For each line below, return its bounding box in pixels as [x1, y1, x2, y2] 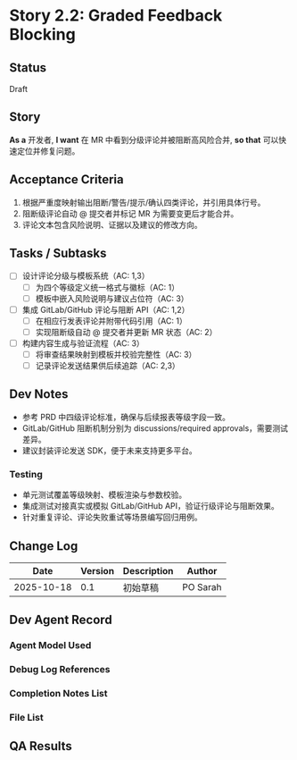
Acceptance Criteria [9, 172, 124, 188]
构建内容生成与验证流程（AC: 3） [21, 337, 144, 349]
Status [9, 60, 47, 75]
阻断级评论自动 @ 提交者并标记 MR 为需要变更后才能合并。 [21, 207, 239, 219]
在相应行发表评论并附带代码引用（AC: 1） [35, 315, 187, 326]
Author [186, 564, 218, 577]
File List [9, 712, 44, 723]
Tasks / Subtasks [9, 246, 107, 261]
